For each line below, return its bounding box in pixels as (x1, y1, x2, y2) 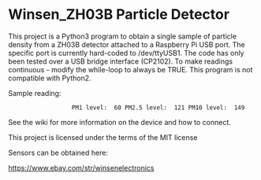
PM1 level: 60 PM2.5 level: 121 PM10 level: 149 (71, 104, 245, 112)
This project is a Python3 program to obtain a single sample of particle (8, 31, 237, 41)
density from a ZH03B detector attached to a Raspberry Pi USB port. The (8, 39, 246, 49)
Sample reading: (8, 88, 62, 97)
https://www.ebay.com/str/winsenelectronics (8, 163, 155, 172)
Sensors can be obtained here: (8, 148, 109, 157)
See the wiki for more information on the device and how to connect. (8, 117, 231, 127)
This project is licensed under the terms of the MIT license (8, 132, 198, 142)
